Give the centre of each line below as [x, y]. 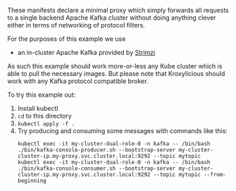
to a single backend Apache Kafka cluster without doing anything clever [112, 18]
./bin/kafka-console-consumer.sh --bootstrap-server [97, 168]
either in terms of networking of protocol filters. [76, 25]
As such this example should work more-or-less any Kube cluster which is [115, 66]
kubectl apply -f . [46, 124]
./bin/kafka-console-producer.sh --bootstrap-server [97, 150]
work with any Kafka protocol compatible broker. [78, 81]
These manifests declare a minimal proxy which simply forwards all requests [118, 10]
